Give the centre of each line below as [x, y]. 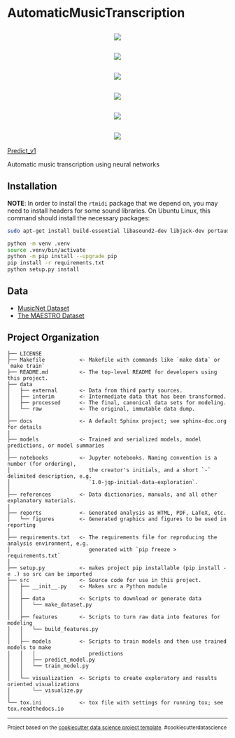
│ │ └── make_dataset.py [50, 604]
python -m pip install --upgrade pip [62, 257]
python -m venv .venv [39, 243]
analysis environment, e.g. [48, 544]
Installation [32, 186]
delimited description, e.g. [50, 476]
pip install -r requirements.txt [56, 263]
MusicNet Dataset [43, 308]
